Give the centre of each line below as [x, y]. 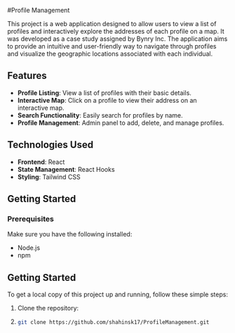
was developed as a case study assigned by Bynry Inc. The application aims [117, 39]
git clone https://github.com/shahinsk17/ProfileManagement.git [113, 322]
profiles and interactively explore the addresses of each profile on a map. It [116, 31]
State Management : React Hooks [66, 169]
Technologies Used [50, 145]
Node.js [29, 248]
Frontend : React [41, 162]
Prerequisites [31, 219]
